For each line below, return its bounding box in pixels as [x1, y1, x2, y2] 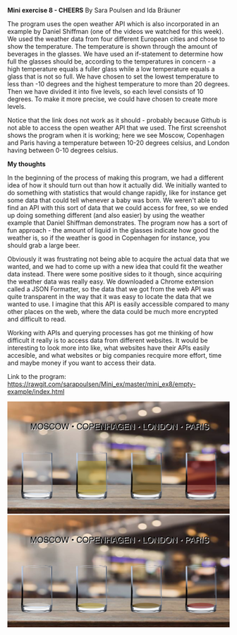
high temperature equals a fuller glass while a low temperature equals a [7, 65, 215, 73]
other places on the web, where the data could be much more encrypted [7, 308, 219, 315]
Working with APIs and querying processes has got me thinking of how [7, 329, 214, 337]
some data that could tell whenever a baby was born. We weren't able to [7, 196, 218, 204]
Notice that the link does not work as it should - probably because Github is [7, 116, 227, 124]
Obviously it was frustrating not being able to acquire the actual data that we [7, 255, 230, 263]
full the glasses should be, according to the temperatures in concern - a [7, 57, 217, 66]
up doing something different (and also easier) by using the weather [7, 211, 205, 219]
